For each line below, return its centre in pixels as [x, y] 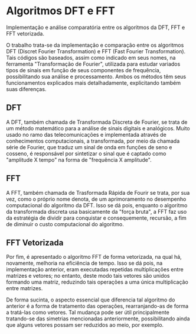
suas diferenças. [26, 89]
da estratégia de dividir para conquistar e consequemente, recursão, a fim [97, 218]
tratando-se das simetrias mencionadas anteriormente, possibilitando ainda [98, 319]
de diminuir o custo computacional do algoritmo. [65, 224]
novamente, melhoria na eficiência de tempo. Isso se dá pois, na [84, 263]
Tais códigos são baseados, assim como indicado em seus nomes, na [91, 57]
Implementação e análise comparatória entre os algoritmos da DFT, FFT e [96, 27]
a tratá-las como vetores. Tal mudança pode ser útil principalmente [88, 313]
